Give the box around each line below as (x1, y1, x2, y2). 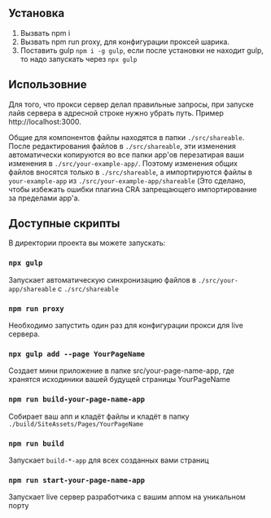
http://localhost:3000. (8, 116, 81, 126)
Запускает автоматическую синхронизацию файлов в (8, 274, 197, 284)
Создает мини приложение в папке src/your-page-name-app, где (8, 366, 234, 375)
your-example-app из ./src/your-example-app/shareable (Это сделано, (8, 175, 246, 186)
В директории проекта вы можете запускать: (8, 238, 166, 248)
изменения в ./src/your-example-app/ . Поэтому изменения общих (8, 158, 238, 168)
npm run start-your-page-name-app (8, 476, 145, 485)
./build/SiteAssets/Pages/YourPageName (8, 419, 144, 428)
